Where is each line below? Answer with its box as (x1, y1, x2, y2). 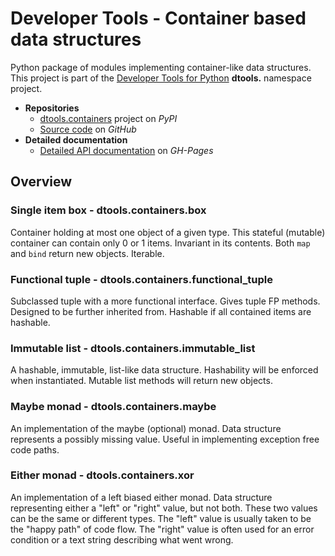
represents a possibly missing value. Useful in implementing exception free (10, 433, 320, 445)
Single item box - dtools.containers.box (10, 203, 207, 217)
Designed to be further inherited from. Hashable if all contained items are (10, 305, 312, 317)
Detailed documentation (24, 133, 128, 146)
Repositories (24, 102, 80, 114)
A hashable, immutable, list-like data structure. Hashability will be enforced (10, 364, 319, 376)
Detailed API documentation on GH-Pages (39, 144, 214, 156)
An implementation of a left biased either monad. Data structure (10, 491, 273, 503)
